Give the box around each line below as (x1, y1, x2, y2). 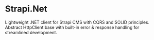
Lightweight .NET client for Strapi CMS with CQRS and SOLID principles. (5, 19, 150, 25)
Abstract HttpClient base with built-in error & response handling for (5, 24, 139, 30)
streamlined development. (5, 29, 57, 35)
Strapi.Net (5, 3, 48, 14)
